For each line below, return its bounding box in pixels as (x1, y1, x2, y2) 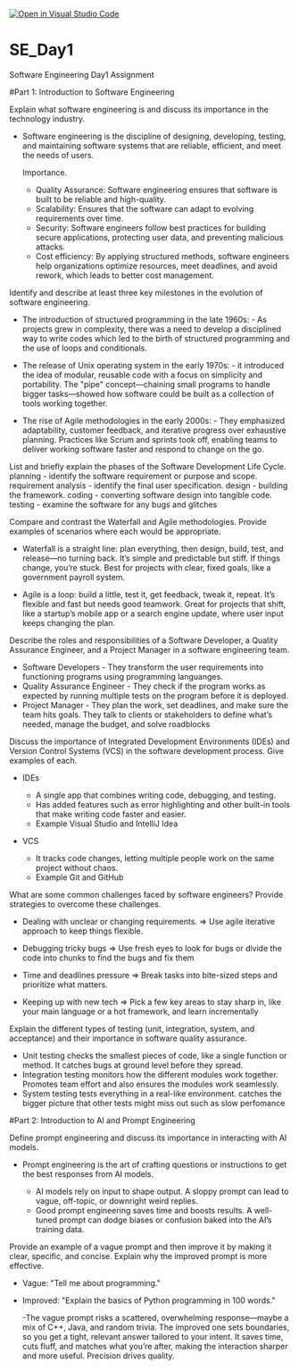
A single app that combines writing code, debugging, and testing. (35, 790, 277, 800)
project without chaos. (35, 862, 119, 873)
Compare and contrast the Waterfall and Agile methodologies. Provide (9, 516, 267, 527)
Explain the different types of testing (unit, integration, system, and (9, 1023, 255, 1034)
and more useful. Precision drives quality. (21, 1350, 175, 1361)
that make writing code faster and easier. (35, 808, 187, 819)
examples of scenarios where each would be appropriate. (9, 526, 221, 537)
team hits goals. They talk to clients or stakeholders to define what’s (21, 709, 273, 720)
